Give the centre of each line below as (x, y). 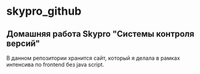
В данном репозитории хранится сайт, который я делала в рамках (93, 58)
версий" (23, 43)
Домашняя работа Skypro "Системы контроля (100, 34)
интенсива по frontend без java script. (55, 65)
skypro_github (44, 11)
